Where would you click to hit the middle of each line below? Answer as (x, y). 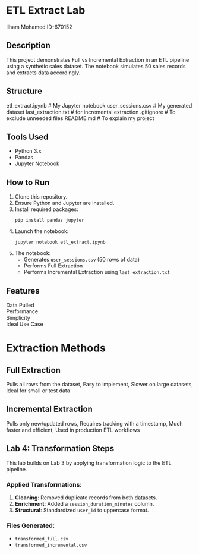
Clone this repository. (41, 197)
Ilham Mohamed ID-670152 (39, 27)
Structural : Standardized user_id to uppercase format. (82, 510)
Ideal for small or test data (38, 391)
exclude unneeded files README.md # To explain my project (80, 118)
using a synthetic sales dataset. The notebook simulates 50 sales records (96, 66)
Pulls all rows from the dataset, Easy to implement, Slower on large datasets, (99, 384)
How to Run (28, 182)
